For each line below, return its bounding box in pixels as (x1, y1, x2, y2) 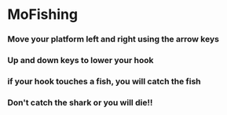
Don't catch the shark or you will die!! (7, 97, 153, 108)
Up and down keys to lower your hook (7, 55, 154, 66)
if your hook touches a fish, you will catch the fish (7, 76, 201, 87)
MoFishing (7, 6, 79, 24)
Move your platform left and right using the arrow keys (7, 34, 219, 45)
